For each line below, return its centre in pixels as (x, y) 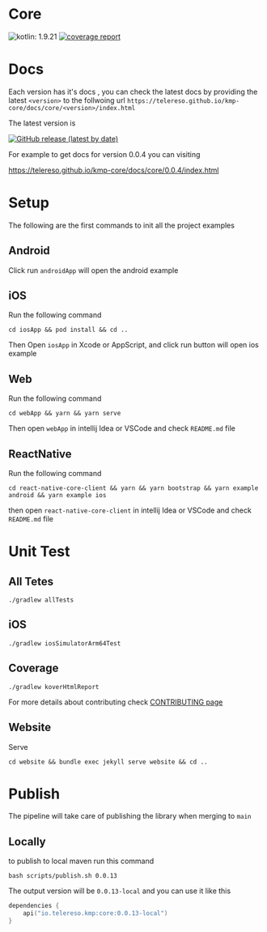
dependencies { (34, 906)
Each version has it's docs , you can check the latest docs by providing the (133, 91)
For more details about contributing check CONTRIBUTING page (116, 702)
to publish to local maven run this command (81, 861)
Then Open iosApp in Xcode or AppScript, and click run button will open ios (133, 345)
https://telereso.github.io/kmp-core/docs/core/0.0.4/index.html (114, 170)
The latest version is (42, 123)
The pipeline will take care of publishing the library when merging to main (130, 816)
